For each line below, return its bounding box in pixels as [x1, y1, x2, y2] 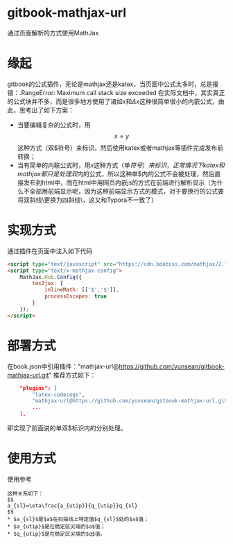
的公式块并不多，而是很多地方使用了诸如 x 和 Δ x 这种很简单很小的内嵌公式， [7, 97, 218, 105]
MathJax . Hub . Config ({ [19, 273, 82, 280]
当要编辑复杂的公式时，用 [17, 120, 91, 129]
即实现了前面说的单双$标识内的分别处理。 [7, 424, 127, 432]
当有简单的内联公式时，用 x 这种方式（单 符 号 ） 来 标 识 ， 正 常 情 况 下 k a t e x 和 [17, 161, 225, 169]
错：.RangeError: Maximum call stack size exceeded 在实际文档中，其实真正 [7, 88, 225, 96]
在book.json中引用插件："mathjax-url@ [7, 362, 119, 371]
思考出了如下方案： [19, 105, 74, 114]
